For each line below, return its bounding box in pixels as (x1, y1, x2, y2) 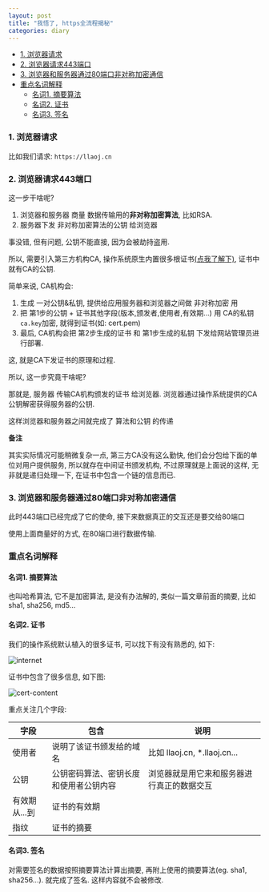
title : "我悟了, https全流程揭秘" (8, 19, 114, 27)
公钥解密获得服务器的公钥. (8, 399, 95, 408)
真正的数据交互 (155, 780, 213, 791)
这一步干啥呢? (8, 193, 54, 203)
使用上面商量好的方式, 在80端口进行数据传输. (8, 529, 157, 539)
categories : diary (8, 26, 70, 34)
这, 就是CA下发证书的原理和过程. (8, 355, 116, 364)
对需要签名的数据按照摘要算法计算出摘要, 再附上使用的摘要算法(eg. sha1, (8, 865, 247, 874)
